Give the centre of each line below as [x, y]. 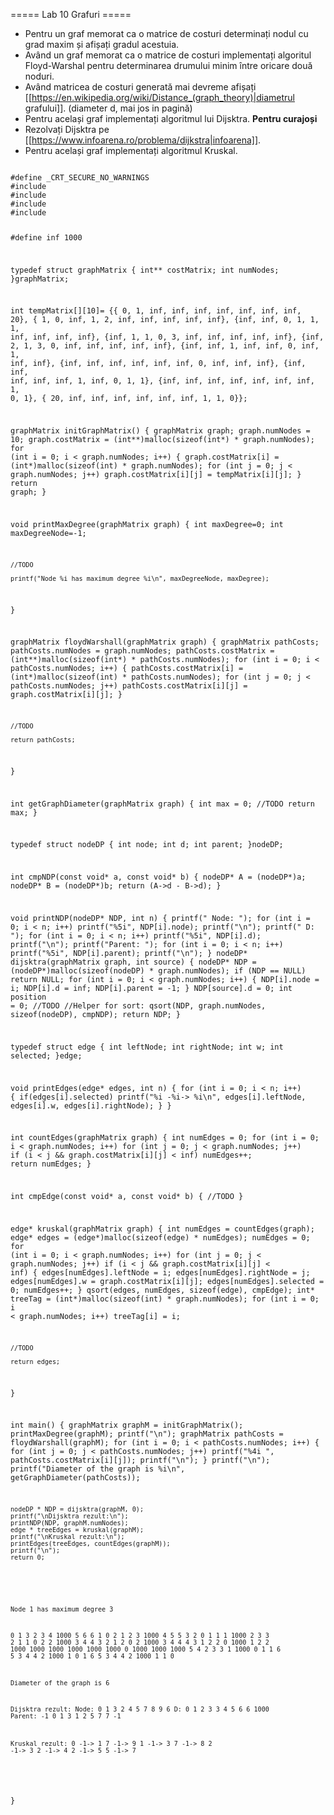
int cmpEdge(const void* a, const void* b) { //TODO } [127, 1197]
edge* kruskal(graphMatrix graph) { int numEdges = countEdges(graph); [162, 1229]
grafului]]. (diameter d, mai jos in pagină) [108, 108]
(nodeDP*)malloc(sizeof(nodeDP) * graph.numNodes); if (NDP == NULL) [158, 971]
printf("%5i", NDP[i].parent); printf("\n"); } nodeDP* [129, 954]
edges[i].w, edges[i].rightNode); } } [91, 1105]
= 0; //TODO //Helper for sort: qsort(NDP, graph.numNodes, [138, 1006]
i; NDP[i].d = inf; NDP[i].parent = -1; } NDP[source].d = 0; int [151, 989]
